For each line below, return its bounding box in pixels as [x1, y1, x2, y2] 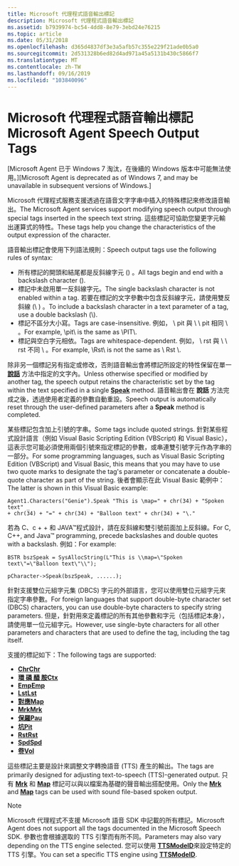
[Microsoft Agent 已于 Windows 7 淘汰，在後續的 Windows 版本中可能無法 [7, 164, 225, 173]
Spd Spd [17, 738, 43, 747]
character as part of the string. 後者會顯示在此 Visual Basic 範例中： [26, 476, 225, 485]
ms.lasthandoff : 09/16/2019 [7, 70, 91, 77]
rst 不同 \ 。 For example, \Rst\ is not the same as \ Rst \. [17, 346, 181, 354]
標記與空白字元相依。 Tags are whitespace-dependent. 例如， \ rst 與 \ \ [17, 337, 228, 345]
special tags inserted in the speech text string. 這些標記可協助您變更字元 [7, 214, 220, 223]
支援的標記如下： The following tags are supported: [7, 650, 156, 659]
